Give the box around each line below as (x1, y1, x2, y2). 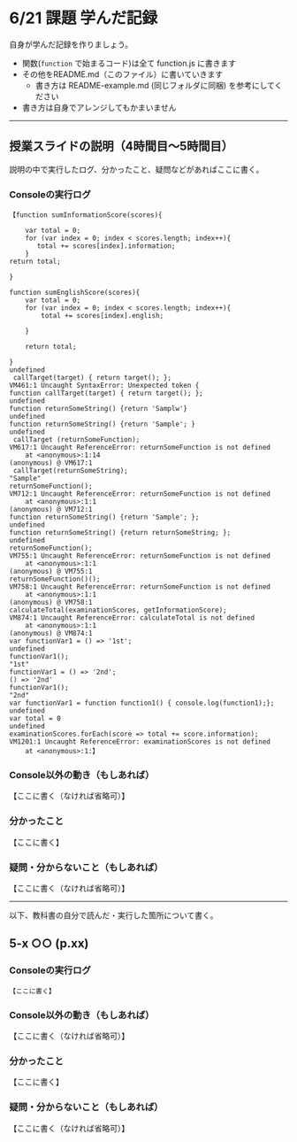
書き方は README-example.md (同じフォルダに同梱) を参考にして (34, 80, 276, 90)
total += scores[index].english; (41, 312, 164, 320)
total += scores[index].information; (36, 242, 176, 251)
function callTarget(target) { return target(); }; (9, 389, 203, 398)
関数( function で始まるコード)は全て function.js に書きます (21, 58, 237, 68)
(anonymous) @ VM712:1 (9, 505, 93, 514)
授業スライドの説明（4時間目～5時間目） (9, 139, 234, 154)
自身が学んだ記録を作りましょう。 (9, 39, 133, 50)
